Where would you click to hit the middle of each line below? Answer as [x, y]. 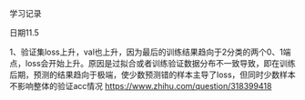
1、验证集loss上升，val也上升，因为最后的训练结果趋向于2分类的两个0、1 [147, 52]
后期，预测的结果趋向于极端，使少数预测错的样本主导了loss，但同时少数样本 [152, 75]
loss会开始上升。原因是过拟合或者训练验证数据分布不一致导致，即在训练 [160, 63]
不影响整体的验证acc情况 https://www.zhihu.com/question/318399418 [141, 86]
